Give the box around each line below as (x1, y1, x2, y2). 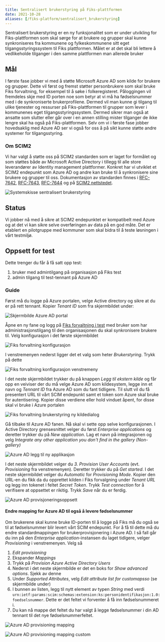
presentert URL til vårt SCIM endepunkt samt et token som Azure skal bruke (5, 392, 159, 397)
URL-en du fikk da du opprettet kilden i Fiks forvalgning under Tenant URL (5, 477, 156, 483)
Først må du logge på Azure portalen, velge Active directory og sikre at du (5, 298, 156, 304)
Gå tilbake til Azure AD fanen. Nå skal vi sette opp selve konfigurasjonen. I (5, 421, 156, 427)
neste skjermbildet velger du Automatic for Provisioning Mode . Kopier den (5, 472, 156, 478)
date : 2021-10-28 (5, 12, 41, 17)
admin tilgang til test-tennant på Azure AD (12, 275, 98, 280)
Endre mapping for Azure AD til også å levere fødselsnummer (5, 508, 133, 514)
